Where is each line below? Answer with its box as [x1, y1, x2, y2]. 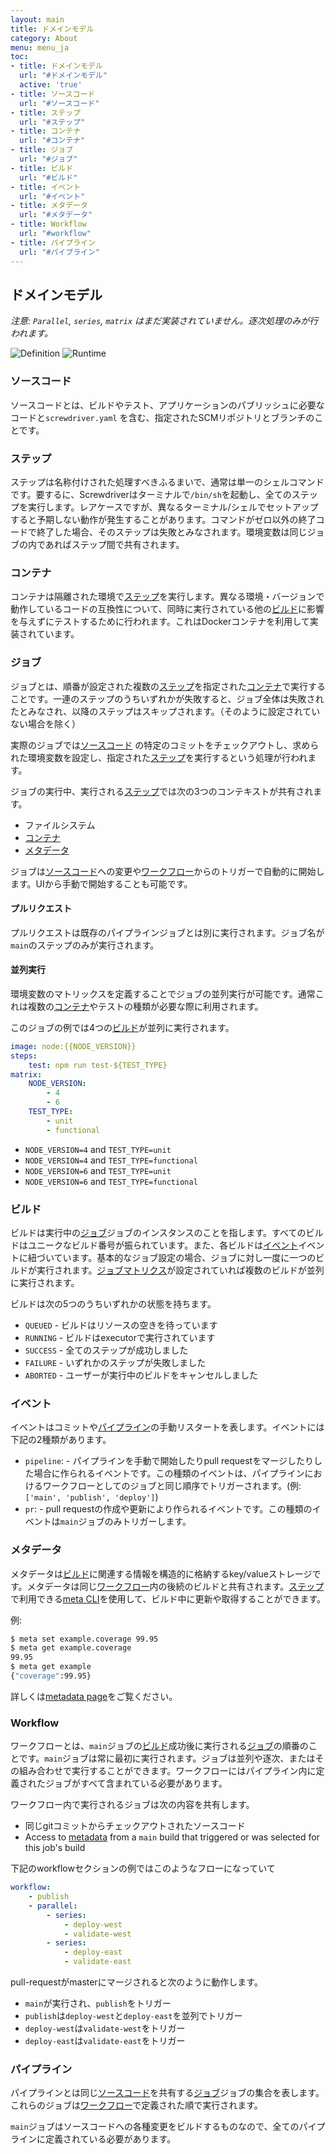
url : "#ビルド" [19, 172, 78, 183]
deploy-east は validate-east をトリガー [24, 2035, 186, 2047]
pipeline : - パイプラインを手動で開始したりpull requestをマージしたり [24, 1455, 314, 1467]
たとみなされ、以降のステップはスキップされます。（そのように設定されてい [10, 705, 321, 717]
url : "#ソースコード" [19, 98, 100, 108]
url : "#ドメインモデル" [19, 71, 108, 81]
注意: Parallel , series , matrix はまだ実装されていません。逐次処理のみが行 [10, 315, 319, 327]
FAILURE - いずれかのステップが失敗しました [24, 1356, 207, 1368]
